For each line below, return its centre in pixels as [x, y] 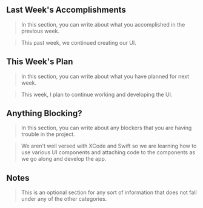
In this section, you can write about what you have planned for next [105, 76]
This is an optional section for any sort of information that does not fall [109, 192]
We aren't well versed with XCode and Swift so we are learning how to [109, 146]
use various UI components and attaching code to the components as [108, 152]
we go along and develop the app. [64, 159]
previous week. [40, 31]
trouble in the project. [48, 134]
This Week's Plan [40, 62]
